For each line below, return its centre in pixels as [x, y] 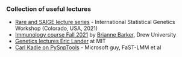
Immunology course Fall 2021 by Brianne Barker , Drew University [96, 35]
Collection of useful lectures [49, 9]
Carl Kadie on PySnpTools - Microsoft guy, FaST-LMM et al [88, 47]
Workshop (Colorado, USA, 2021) [56, 28]
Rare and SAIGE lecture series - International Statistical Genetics [95, 22]
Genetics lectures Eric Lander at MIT [61, 41]
